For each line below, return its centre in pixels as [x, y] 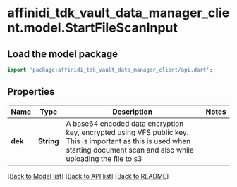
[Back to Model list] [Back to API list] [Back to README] [88, 176]
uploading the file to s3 [104, 158]
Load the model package [63, 54]
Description [133, 112]
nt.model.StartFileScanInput [92, 28]
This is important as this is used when [128, 141]
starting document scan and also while [130, 150]
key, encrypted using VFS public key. [127, 132]
